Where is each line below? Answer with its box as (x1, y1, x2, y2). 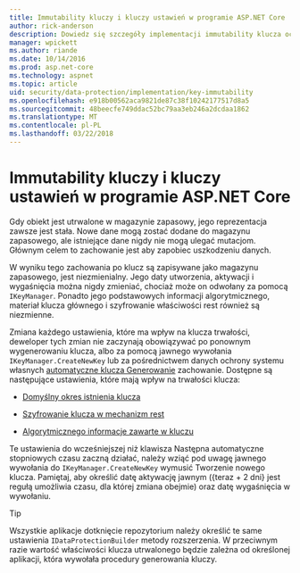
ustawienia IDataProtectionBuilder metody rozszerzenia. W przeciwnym (9, 535, 279, 545)
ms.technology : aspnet (9, 71, 94, 80)
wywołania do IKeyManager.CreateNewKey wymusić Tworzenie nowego (9, 461, 266, 473)
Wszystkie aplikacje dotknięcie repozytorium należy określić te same (9, 525, 262, 536)
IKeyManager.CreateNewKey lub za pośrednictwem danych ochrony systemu (9, 354, 284, 366)
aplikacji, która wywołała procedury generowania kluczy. (9, 553, 218, 564)
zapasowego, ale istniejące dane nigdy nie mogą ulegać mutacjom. (9, 235, 256, 245)
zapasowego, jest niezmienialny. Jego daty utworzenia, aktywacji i (9, 271, 254, 282)
